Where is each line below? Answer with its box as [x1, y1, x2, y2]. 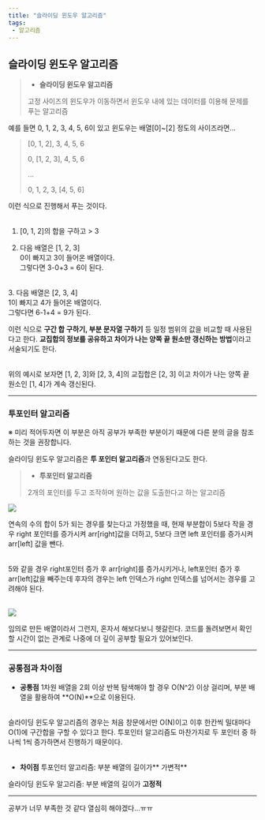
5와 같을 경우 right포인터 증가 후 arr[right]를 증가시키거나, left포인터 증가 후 [8, 564, 241, 574]
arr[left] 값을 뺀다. [8, 539, 65, 549]
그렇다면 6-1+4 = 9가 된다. [8, 308, 91, 317]
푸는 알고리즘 [27, 107, 69, 116]
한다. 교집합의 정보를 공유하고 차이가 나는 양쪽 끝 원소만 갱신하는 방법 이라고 [22, 335, 252, 344]
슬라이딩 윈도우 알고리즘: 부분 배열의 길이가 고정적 [8, 779, 162, 788]
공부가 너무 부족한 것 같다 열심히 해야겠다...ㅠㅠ [8, 803, 154, 813]
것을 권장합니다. [22, 437, 72, 447]
